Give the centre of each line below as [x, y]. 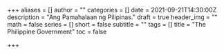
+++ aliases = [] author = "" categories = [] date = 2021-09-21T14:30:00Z [112, 10]
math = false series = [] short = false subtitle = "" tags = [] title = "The [106, 24]
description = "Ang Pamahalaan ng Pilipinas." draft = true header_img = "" [112, 17]
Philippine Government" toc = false [57, 31]
